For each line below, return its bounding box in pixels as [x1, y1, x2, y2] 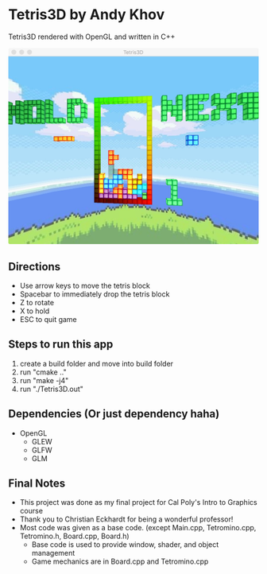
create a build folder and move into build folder [19, 359, 173, 368]
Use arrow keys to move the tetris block [19, 281, 151, 290]
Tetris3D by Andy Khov [8, 6, 165, 24]
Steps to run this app [8, 338, 114, 351]
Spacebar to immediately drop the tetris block [19, 289, 170, 299]
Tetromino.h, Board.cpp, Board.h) [19, 531, 130, 541]
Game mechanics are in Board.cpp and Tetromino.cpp [31, 557, 209, 566]
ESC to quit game [19, 314, 77, 324]
